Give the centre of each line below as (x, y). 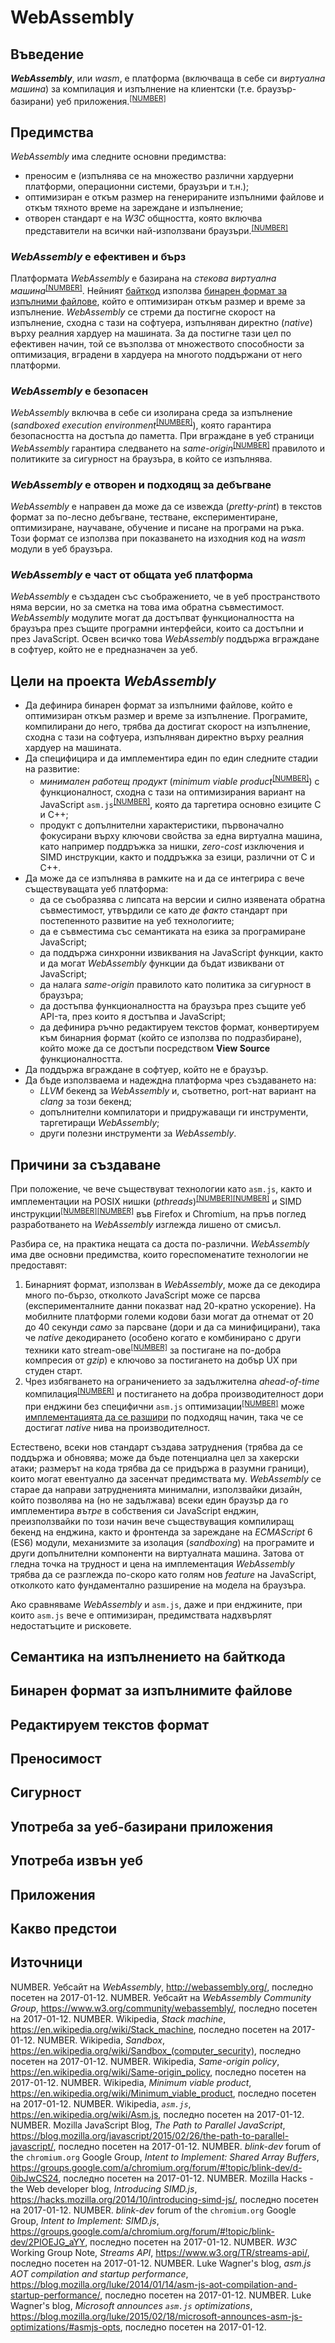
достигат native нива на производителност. (117, 1427)
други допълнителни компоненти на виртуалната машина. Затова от (157, 1553)
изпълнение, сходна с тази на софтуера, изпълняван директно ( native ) (161, 323)
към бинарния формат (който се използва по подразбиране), (171, 1038)
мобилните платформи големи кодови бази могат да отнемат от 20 (169, 1316)
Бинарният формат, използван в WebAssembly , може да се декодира (172, 1284)
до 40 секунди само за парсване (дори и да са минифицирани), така (172, 1327)
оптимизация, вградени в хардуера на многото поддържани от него (156, 355)
